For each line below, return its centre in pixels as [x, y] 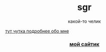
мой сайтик [84, 44]
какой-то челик [84, 21]
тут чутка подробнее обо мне [37, 31]
